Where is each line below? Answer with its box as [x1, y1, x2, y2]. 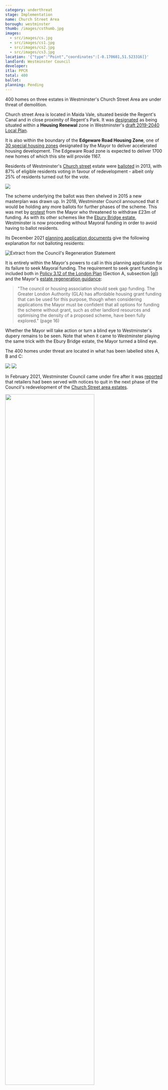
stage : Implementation [5, 12, 53, 17]
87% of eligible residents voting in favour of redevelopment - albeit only [5, 168, 154, 174]
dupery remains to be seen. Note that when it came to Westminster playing [5, 333, 160, 339]
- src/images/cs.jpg [10, 36, 53, 41]
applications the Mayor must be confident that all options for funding [17, 301, 159, 307]
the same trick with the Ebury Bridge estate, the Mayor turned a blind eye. [5, 338, 158, 344]
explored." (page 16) [17, 317, 60, 324]
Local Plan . [5, 127, 29, 134]
